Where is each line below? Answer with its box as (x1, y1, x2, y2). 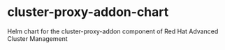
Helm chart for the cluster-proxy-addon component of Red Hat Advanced (7, 27, 219, 35)
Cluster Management (7, 34, 68, 42)
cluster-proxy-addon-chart (7, 4, 169, 20)
